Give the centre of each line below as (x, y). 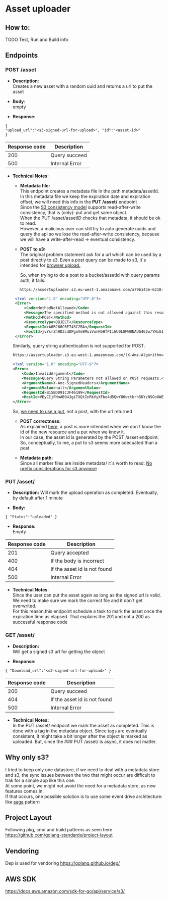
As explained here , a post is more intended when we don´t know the (91, 427)
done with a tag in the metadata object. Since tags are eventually (80, 731)
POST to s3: (33, 249)
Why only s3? (27, 757)
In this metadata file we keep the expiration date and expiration (85, 196)
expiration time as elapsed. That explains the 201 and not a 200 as (81, 617)
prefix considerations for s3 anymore (58, 469)
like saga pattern (23, 802)
